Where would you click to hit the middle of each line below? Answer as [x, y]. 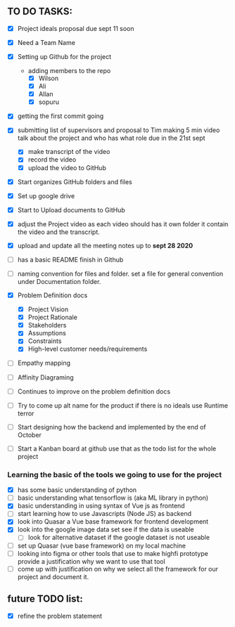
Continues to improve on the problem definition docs [94, 391]
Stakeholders [47, 325]
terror [26, 413]
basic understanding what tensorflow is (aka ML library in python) [113, 498]
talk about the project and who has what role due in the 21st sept [111, 138]
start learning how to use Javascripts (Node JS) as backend [104, 514]
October [30, 434]
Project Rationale [52, 317]
